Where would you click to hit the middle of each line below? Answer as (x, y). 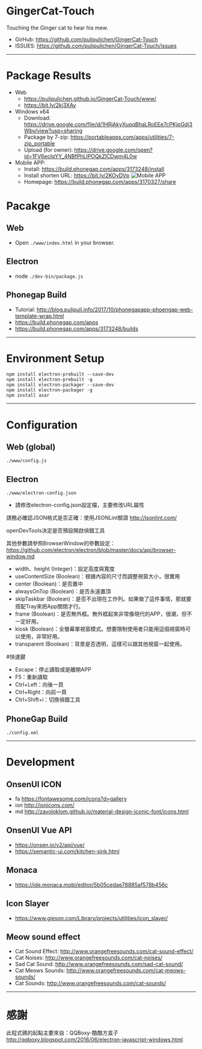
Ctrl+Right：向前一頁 (41, 692)
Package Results (49, 76)
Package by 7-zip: (46, 137)
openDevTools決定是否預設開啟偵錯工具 (56, 531)
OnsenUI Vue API (39, 830)
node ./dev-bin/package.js (49, 276)
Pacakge (29, 206)
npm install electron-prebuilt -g (50, 380)
